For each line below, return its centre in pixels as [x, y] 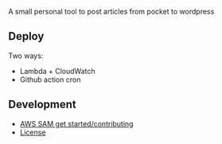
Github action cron [50, 80]
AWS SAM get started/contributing [76, 123]
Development [43, 105]
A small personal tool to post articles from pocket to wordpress [111, 12]
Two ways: [26, 56]
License [33, 132]
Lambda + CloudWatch [57, 71]
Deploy [26, 36]
